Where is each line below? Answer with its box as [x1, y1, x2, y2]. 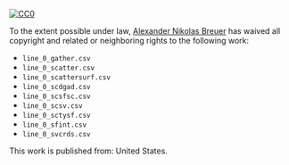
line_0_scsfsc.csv [21, 92, 91, 101]
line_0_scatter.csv [21, 63, 95, 72]
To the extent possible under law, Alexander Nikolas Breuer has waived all [9, 26, 281, 36]
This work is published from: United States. [9, 145, 168, 156]
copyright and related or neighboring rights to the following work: [9, 36, 250, 45]
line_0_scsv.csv [21, 102, 83, 111]
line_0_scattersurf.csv [21, 73, 111, 82]
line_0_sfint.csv [21, 120, 87, 129]
